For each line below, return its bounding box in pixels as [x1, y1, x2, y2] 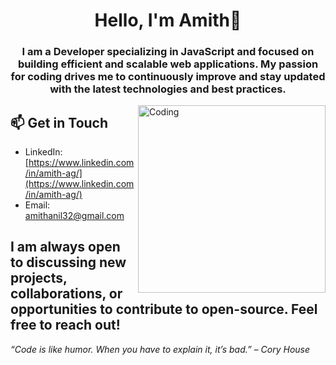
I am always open [10, 239, 121, 256]
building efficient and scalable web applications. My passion [17, 57, 319, 71]
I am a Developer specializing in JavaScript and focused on [21, 45, 315, 59]
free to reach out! [10, 317, 121, 334]
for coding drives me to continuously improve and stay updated [10, 70, 326, 84]
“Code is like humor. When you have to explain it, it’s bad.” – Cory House [10, 343, 311, 355]
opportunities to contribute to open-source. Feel [10, 301, 318, 318]
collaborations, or [10, 285, 123, 303]
